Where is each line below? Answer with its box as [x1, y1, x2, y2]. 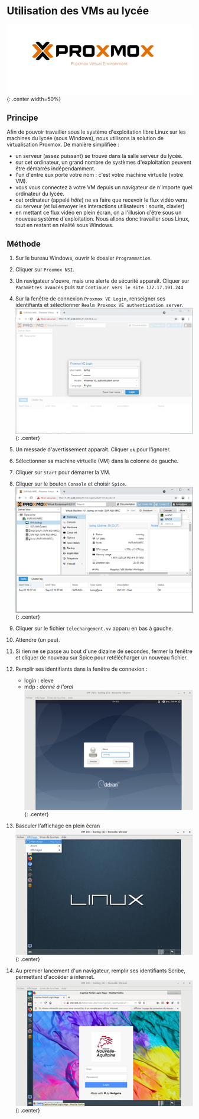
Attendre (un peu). [15, 636, 61, 643]
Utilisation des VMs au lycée [6, 4, 149, 18]
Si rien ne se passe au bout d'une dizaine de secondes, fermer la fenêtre [15, 648, 193, 655]
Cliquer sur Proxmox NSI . [15, 266, 74, 273]
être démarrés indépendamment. [15, 165, 96, 172]
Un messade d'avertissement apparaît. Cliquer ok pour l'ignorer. [15, 446, 171, 453]
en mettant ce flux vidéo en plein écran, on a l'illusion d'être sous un [15, 209, 182, 216]
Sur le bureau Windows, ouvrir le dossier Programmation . [15, 254, 152, 261]
